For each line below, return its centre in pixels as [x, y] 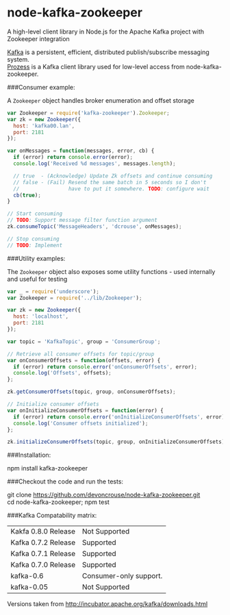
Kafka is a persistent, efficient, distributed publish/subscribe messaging [108, 52]
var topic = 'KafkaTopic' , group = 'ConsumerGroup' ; [84, 341]
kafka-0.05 [29, 587]
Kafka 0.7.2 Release [43, 542]
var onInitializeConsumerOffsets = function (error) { [86, 410]
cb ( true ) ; [27, 195]
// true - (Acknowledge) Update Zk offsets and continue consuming [113, 176]
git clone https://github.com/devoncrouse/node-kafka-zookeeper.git [104, 495]
